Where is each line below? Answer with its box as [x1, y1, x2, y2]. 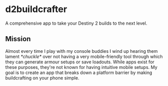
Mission [5, 35, 31, 43]
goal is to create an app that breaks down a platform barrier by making [5, 69, 153, 75]
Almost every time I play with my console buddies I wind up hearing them [5, 48, 158, 54]
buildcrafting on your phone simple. [5, 74, 79, 81]
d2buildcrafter [5, 4, 67, 15]
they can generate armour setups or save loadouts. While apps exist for [5, 59, 155, 65]
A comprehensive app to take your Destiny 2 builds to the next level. [5, 20, 148, 26]
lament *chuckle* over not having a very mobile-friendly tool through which [5, 53, 163, 59]
